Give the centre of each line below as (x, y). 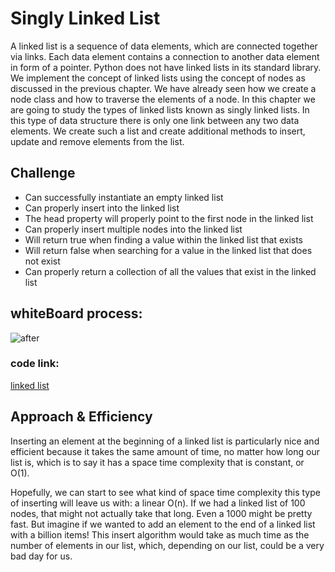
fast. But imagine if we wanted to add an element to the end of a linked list (163, 524)
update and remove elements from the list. (97, 141)
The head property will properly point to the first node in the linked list (169, 218)
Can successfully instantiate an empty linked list (124, 197)
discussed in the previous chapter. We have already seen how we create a (163, 88)
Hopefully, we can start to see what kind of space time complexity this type (165, 492)
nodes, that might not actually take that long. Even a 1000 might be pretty (161, 513)
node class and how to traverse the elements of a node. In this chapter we (163, 99)
